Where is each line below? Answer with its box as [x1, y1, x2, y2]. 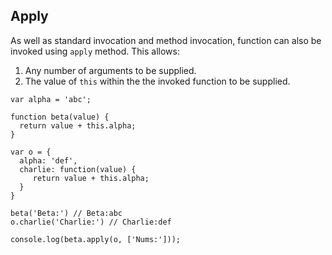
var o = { [10, 147, 52, 157]
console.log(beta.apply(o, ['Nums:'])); [10, 234, 182, 244]
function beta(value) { [10, 112, 110, 122]
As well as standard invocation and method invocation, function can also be [10, 34, 322, 46]
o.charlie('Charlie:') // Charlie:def [10, 217, 172, 227]
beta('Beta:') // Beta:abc [10, 208, 123, 218]
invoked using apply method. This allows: [10, 45, 180, 57]
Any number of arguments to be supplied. [24, 64, 197, 76]
